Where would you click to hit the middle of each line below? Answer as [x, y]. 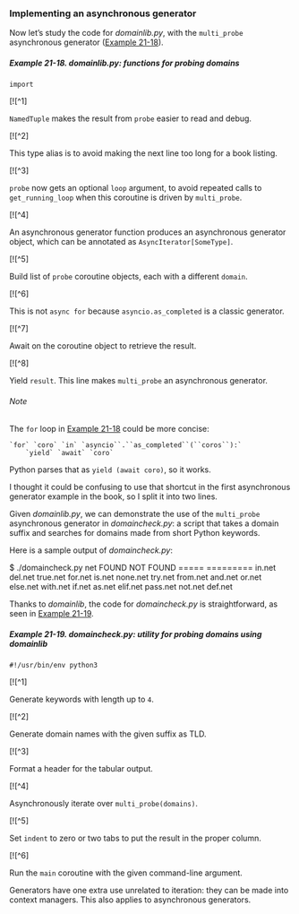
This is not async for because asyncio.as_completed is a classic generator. [147, 311]
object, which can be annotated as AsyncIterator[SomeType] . [121, 242]
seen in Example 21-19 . [51, 614]
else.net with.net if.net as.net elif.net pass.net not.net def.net [121, 587]
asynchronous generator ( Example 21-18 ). [86, 42]
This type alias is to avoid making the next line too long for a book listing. [143, 153]
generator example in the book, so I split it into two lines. [113, 496]
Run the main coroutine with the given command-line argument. [126, 873]
